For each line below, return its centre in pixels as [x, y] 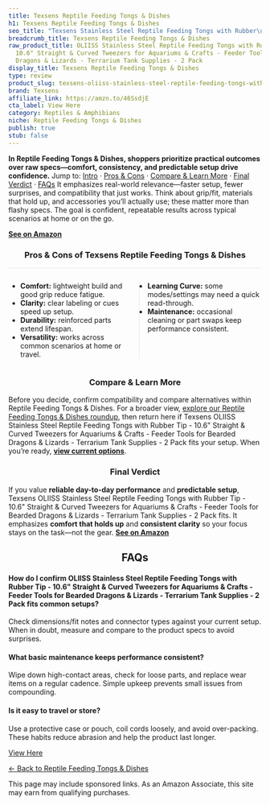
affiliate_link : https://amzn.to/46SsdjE [79, 98]
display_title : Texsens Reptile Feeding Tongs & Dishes [104, 68]
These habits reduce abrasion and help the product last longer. [112, 737]
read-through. [171, 303]
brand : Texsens [34, 91]
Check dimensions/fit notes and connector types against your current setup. [135, 621]
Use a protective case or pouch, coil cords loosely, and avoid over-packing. [133, 729]
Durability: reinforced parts [65, 320]
